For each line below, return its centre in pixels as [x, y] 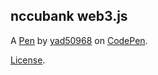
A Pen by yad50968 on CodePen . [79, 40]
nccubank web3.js [69, 16]
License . [28, 60]
